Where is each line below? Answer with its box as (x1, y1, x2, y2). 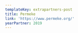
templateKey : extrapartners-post (5, 7, 73, 12)
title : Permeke (5, 12, 36, 16)
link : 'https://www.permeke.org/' (5, 16, 75, 21)
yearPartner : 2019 (5, 20, 42, 26)
